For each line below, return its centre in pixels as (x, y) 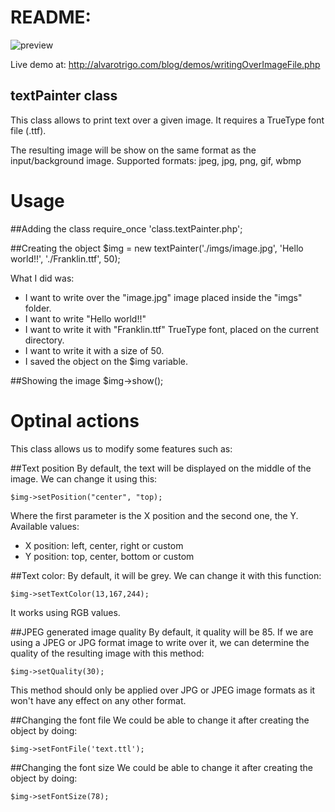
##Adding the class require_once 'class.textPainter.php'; (126, 228)
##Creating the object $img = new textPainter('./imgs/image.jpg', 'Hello (157, 248)
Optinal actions (75, 420)
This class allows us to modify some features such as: (121, 448)
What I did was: (42, 278)
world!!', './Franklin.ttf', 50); (65, 258)
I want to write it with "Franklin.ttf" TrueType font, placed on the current (172, 329)
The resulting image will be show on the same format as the (133, 150)
